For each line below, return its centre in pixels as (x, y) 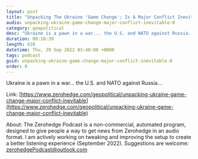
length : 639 (21, 45)
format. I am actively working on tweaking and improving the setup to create (99, 137)
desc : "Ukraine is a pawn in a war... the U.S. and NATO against (88, 34)
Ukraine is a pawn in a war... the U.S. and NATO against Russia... (84, 83)
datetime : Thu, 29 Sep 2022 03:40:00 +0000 (60, 50)
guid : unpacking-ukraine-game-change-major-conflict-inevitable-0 (89, 61)
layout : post (22, 11)
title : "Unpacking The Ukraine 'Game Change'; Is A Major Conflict (91, 17)
